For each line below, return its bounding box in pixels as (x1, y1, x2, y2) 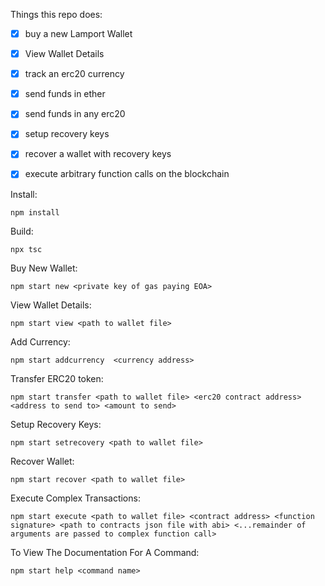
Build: (10, 225, 34, 237)
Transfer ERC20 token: (10, 372, 104, 384)
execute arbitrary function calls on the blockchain (24, 168, 230, 180)
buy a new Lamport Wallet (24, 28, 133, 39)
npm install (10, 207, 60, 218)
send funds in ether (24, 88, 106, 100)
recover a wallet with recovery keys (24, 148, 172, 160)
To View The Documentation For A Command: (10, 546, 200, 558)
